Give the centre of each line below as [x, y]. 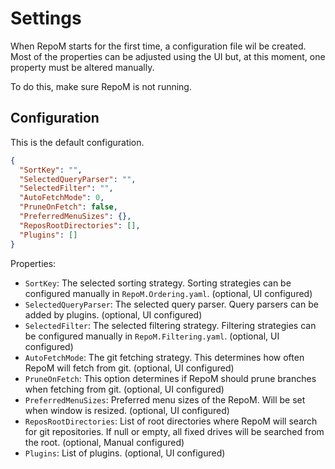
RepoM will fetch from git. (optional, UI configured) [129, 368]
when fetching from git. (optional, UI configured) [124, 389]
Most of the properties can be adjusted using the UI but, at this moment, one [168, 56]
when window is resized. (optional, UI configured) [127, 410]
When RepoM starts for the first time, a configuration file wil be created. [158, 46]
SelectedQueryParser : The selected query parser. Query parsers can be [171, 304]
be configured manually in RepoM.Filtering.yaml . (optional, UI [152, 336]
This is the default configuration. [77, 142]
